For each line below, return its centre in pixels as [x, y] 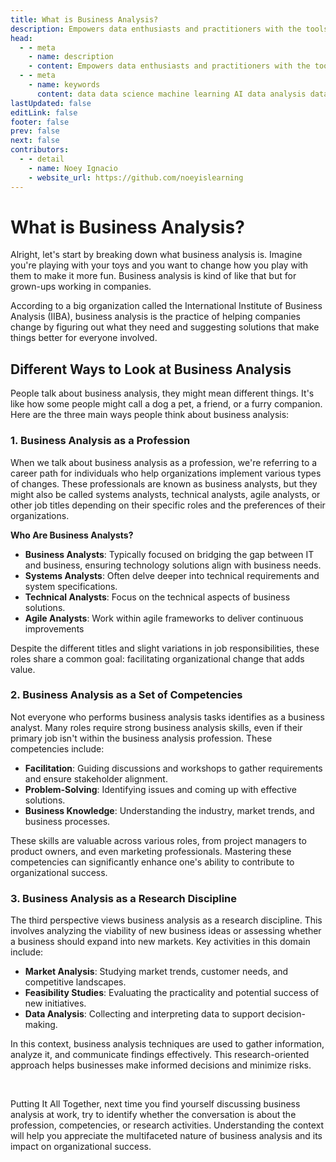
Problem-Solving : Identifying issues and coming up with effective [160, 789]
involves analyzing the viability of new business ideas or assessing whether [166, 931]
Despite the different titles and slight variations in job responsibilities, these [165, 648]
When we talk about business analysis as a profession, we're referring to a [164, 462]
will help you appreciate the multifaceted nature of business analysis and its [166, 1136]
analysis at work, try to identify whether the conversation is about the [153, 1115]
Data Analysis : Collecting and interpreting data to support [144, 1014]
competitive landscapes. [75, 982]
